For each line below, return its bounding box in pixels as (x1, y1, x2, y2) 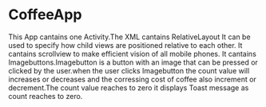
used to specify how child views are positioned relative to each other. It (8, 40, 243, 50)
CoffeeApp (8, 6, 82, 24)
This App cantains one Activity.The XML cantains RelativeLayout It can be (8, 32, 251, 42)
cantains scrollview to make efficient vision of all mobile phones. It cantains (8, 49, 257, 58)
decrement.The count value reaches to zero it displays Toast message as (8, 82, 249, 93)
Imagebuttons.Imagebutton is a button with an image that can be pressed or (8, 57, 258, 67)
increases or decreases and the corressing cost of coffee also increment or (8, 74, 257, 84)
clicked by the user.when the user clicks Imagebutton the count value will (8, 65, 250, 75)
